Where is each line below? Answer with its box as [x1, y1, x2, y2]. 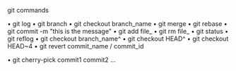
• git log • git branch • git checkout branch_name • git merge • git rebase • [7, 20, 228, 27]
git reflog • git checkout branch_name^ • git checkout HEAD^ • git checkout [7, 34, 229, 43]
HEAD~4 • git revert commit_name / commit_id [7, 42, 144, 50]
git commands [7, 6, 49, 14]
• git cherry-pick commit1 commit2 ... [7, 56, 117, 64]
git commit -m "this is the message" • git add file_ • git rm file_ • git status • [7, 27, 229, 35]
